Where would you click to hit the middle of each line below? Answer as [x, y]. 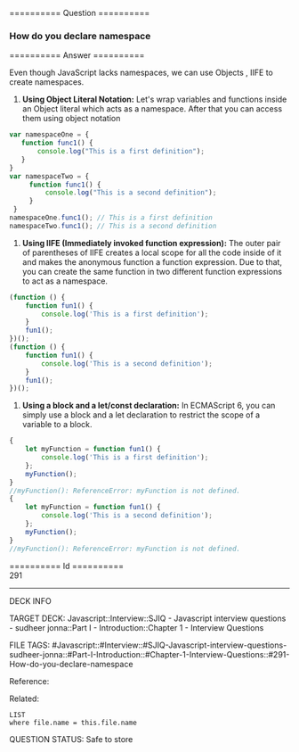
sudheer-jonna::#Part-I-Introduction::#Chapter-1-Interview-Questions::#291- [149, 654]
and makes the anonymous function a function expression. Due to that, [152, 261]
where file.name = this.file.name [73, 723]
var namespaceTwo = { [49, 176]
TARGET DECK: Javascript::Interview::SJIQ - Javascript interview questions [148, 618]
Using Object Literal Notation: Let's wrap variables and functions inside [154, 99]
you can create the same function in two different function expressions [152, 271]
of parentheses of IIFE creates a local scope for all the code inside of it [152, 252]
